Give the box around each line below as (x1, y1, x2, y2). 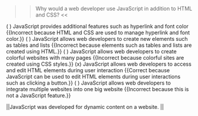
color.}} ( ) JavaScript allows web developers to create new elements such (6, 36, 188, 42)
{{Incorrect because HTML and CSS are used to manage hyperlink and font (6, 29, 190, 36)
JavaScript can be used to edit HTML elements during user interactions (6, 73, 181, 80)
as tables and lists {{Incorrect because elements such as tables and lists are (6, 41, 192, 49)
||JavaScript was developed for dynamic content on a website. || (6, 104, 164, 110)
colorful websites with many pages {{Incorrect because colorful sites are (6, 54, 184, 61)
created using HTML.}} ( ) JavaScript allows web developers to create (6, 48, 177, 55)
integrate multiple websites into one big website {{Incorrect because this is (6, 86, 189, 92)
